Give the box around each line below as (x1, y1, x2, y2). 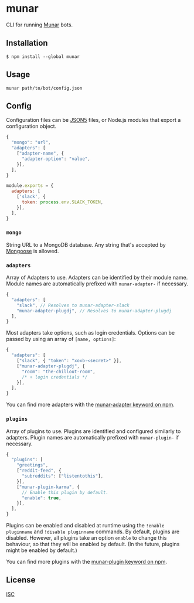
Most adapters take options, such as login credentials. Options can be (6, 329, 175, 336)
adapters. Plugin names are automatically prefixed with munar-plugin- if (6, 434, 179, 441)
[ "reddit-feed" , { (16, 468, 62, 473)
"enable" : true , (21, 495, 62, 501)
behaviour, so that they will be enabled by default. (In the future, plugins (6, 541, 180, 548)
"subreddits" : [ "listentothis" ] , (21, 473, 104, 479)
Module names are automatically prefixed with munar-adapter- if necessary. (6, 280, 189, 287)
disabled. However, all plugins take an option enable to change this (6, 534, 167, 541)
